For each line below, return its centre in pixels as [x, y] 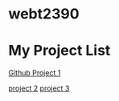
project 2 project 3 [39, 88]
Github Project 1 [35, 73]
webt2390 [44, 14]
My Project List [59, 51]
